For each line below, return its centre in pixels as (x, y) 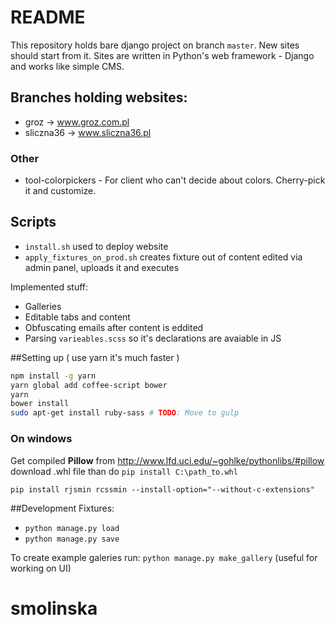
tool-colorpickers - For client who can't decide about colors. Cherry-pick (175, 180)
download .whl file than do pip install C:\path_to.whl (124, 471)
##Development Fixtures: (62, 508)
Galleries (43, 306)
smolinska (54, 608)
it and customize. (60, 191)
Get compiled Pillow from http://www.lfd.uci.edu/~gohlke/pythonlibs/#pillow (167, 460)
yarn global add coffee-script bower (89, 385)
